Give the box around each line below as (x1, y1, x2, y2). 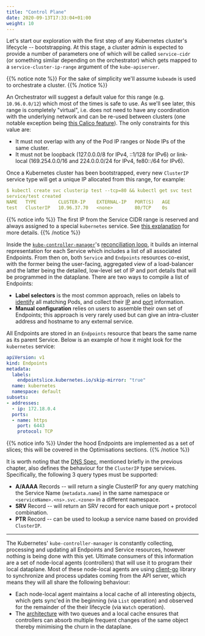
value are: (6, 126, 32, 134)
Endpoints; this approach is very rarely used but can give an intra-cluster (15, 311, 199, 319)
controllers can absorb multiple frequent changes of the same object (15, 616, 189, 624)
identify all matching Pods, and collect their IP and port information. (15, 298, 185, 305)
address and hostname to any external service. (15, 317, 134, 325)
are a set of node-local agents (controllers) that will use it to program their (6, 559, 193, 567)
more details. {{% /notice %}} (6, 229, 81, 236)
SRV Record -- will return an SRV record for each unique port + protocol (15, 502, 197, 510)
